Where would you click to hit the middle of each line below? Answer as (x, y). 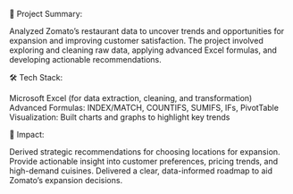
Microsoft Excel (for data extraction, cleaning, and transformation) (131, 98)
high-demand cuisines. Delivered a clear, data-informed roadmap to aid (141, 171)
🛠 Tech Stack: (36, 77)
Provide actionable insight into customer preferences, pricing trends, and (144, 161)
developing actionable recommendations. (86, 59)
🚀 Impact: (27, 135)
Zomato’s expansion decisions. (66, 180)
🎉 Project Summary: (46, 14)
